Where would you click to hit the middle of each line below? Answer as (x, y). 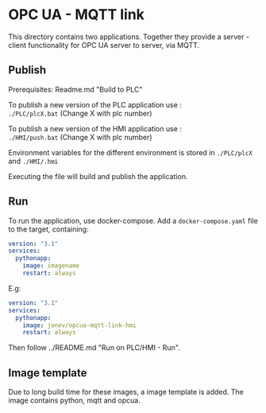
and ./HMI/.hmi (33, 161)
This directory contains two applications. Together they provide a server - (129, 37)
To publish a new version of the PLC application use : (95, 104)
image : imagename (51, 266)
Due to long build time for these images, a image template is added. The (126, 392)
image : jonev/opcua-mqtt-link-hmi (79, 325)
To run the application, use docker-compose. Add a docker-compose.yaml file (133, 220)
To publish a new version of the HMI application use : (95, 128)
